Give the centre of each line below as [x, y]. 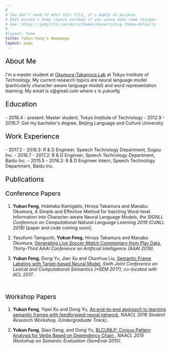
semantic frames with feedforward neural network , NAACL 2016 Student [89, 314]
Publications [25, 179]
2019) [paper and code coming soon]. [53, 228]
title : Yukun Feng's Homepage [38, 39]
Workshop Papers [31, 297]
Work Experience [32, 136]
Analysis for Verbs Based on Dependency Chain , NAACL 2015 [78, 335]
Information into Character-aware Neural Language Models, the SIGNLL [88, 217]
